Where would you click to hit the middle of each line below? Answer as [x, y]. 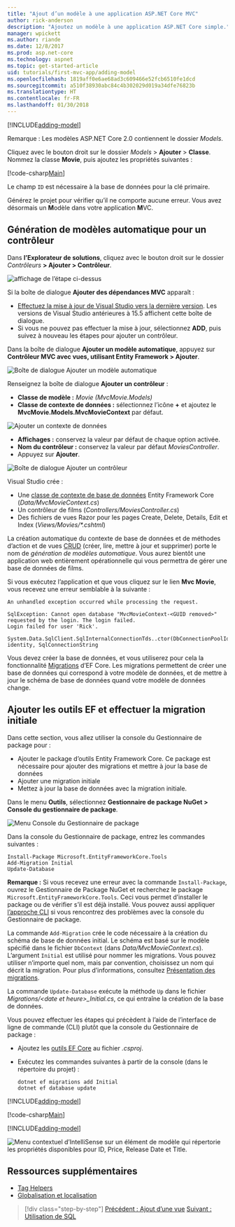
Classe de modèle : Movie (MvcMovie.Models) [85, 397]
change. [19, 687]
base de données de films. [45, 568]
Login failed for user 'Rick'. [53, 626]
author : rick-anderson [40, 20]
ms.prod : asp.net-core [40, 53]
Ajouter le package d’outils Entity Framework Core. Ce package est [114, 758]
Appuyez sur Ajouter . [49, 454]
